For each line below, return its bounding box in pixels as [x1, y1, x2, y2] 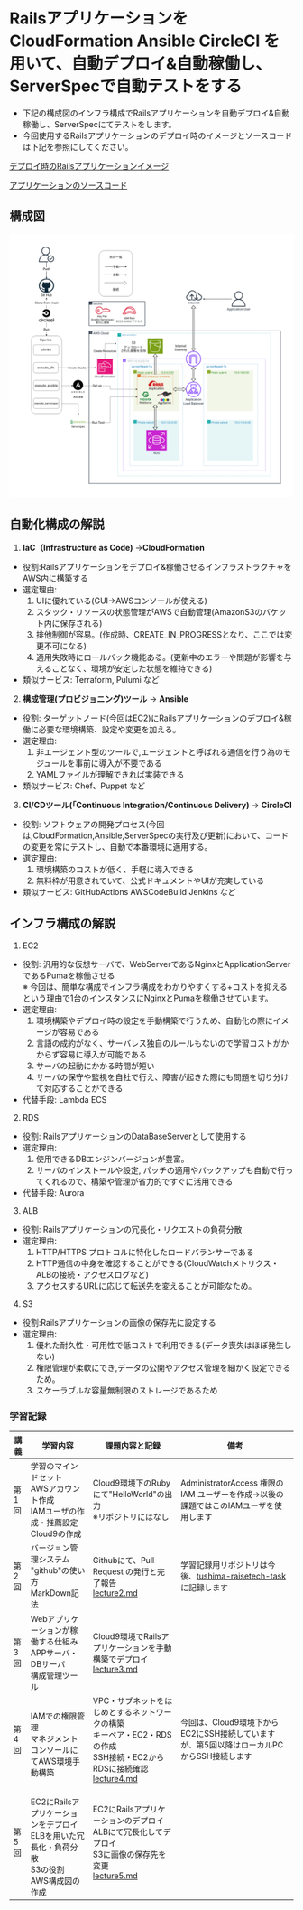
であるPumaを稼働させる [22, 970, 115, 981]
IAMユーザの [30, 1505, 78, 1517]
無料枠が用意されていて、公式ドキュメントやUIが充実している [35, 875, 264, 886]
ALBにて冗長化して [93, 1826, 164, 1838]
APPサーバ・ [30, 1647, 78, 1658]
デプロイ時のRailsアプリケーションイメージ [9, 160, 170, 172]
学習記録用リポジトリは [179, 1560, 268, 1570]
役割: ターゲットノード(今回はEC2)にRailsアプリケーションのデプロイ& [22, 713, 284, 723]
